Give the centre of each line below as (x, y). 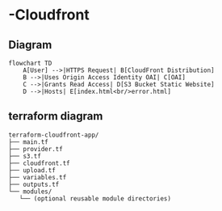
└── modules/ (30, 192)
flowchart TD (30, 63)
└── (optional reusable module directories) (95, 198)
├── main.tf (28, 142)
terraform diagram (56, 116)
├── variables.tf (38, 177)
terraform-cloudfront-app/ (54, 135)
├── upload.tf (32, 170)
